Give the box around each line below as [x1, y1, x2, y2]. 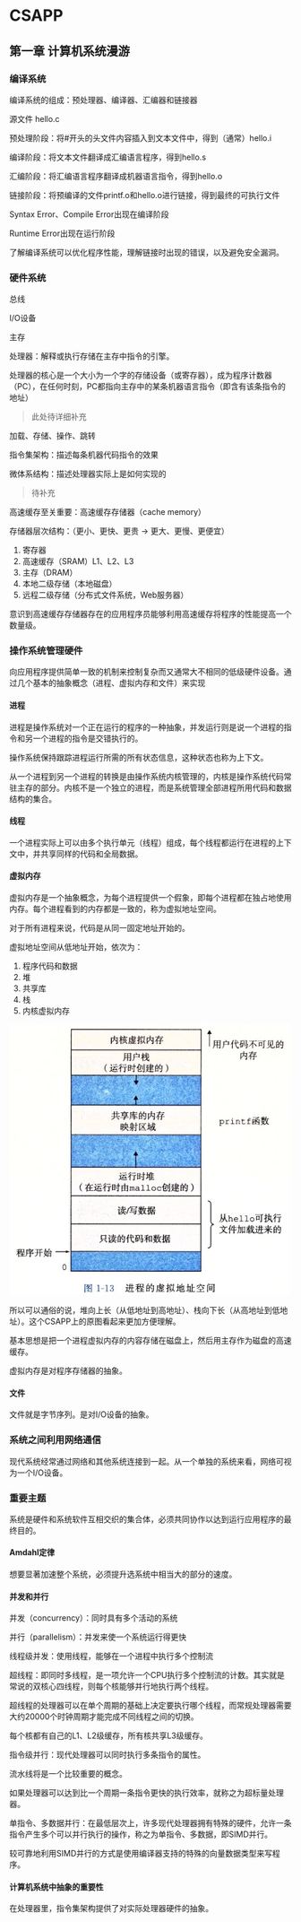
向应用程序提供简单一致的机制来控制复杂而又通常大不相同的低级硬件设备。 [9, 666, 284, 677]
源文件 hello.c [9, 113, 60, 124]
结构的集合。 [9, 793, 56, 804]
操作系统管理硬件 [9, 645, 83, 657]
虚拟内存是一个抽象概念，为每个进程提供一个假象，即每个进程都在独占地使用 [9, 892, 292, 903]
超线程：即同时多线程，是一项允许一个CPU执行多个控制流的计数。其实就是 [9, 1670, 285, 1681]
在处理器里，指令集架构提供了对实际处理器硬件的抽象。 [9, 1903, 213, 1914]
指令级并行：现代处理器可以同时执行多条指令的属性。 [9, 1750, 206, 1761]
